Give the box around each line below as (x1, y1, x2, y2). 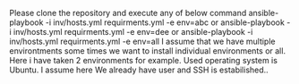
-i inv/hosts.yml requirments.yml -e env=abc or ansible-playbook (45, 17, 285, 28)
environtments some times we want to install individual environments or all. (9, 46, 286, 56)
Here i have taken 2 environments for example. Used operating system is (9, 55, 278, 65)
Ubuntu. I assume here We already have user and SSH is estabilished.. (9, 64, 269, 75)
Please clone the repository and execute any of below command (9, 8, 247, 18)
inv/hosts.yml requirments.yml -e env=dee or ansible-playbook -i (13, 27, 253, 37)
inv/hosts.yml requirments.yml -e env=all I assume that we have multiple (9, 36, 276, 46)
